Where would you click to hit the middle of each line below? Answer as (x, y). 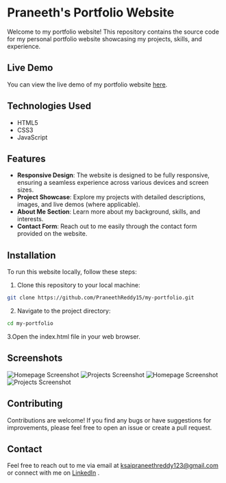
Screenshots (35, 358)
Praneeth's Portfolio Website (91, 13)
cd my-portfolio (30, 324)
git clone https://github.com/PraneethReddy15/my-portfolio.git (101, 298)
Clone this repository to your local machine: (78, 285)
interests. (30, 219)
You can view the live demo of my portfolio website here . (87, 85)
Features (26, 158)
